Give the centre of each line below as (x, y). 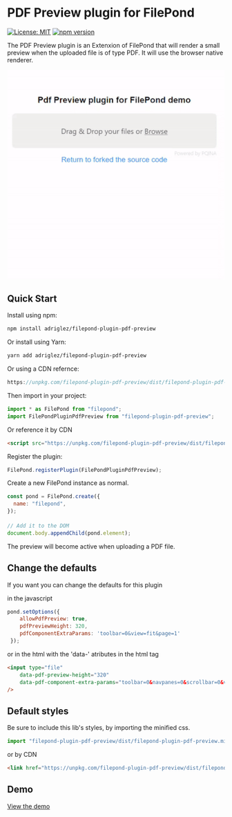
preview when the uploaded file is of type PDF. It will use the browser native (115, 53)
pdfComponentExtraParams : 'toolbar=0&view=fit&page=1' (100, 634)
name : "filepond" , (40, 504)
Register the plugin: (35, 456)
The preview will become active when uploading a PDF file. (91, 546)
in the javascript (30, 598)
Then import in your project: (47, 395)
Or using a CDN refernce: (43, 369)
